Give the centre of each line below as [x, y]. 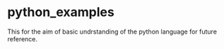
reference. [22, 38]
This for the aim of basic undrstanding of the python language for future [112, 31]
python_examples [61, 12]
